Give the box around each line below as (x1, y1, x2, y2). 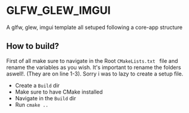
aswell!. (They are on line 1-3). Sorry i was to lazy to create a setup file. (6, 70, 184, 77)
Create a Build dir (15, 82, 60, 89)
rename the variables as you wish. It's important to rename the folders (6, 63, 182, 71)
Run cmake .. (15, 101, 48, 108)
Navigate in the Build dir (15, 94, 76, 102)
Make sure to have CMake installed (15, 88, 103, 95)
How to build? (6, 41, 59, 51)
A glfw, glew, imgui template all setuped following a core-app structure (6, 24, 183, 31)
